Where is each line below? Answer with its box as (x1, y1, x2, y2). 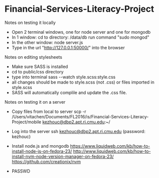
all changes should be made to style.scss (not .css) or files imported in (11, 79, 155, 85)
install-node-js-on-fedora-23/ (11, 148, 72, 154)
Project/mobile (11, 119, 42, 125)
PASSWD (11, 168, 30, 174)
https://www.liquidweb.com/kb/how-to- (70, 143, 150, 149)
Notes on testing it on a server (4, 99, 66, 105)
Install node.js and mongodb (11, 143, 69, 149)
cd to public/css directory (11, 68, 64, 74)
